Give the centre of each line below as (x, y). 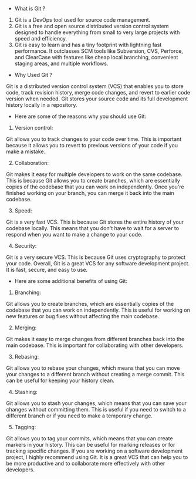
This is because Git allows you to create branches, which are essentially (93, 181)
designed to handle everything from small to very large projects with (97, 32)
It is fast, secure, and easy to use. (47, 270)
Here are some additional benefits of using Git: (71, 281)
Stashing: (26, 392)
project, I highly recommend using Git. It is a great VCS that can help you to (97, 457)
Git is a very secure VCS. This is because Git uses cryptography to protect (96, 257)
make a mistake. (26, 151)
